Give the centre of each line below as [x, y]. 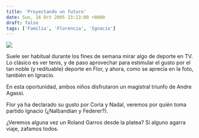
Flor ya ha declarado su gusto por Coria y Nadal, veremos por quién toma [96, 105]
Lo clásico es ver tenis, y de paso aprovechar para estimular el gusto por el [98, 62]
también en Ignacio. [30, 76]
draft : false [22, 23]
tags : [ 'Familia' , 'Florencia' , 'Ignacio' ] [61, 28]
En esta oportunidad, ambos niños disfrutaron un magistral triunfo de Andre [99, 87]
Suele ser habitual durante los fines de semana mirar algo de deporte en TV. [99, 57]
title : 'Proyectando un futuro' [46, 12]
